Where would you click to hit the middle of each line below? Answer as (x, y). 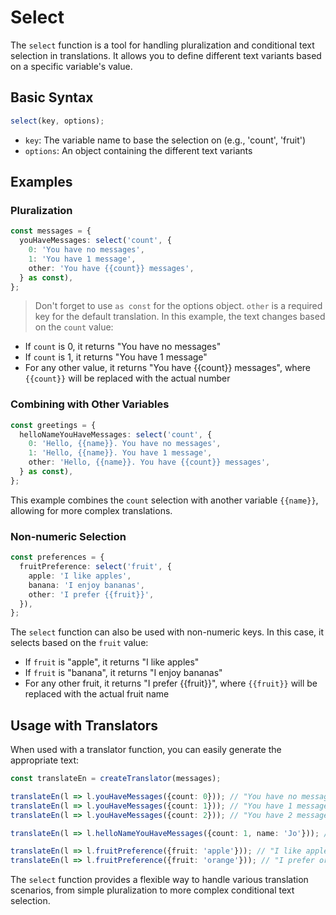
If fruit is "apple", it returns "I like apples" (112, 662)
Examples (41, 182)
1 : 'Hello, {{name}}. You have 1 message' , (120, 453)
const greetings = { (53, 425)
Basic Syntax (52, 97)
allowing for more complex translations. (91, 510)
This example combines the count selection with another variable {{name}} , (164, 500)
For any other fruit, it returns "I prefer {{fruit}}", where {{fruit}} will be (171, 683)
